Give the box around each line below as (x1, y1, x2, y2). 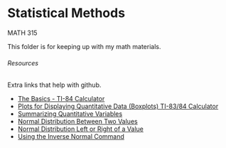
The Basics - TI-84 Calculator (17, 95, 105, 103)
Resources (7, 58, 39, 67)
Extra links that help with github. (7, 80, 102, 90)
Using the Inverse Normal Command (17, 132, 124, 141)
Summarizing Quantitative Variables (17, 110, 123, 118)
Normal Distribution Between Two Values (17, 117, 138, 126)
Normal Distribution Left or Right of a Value (17, 125, 144, 133)
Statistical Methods (7, 5, 126, 21)
